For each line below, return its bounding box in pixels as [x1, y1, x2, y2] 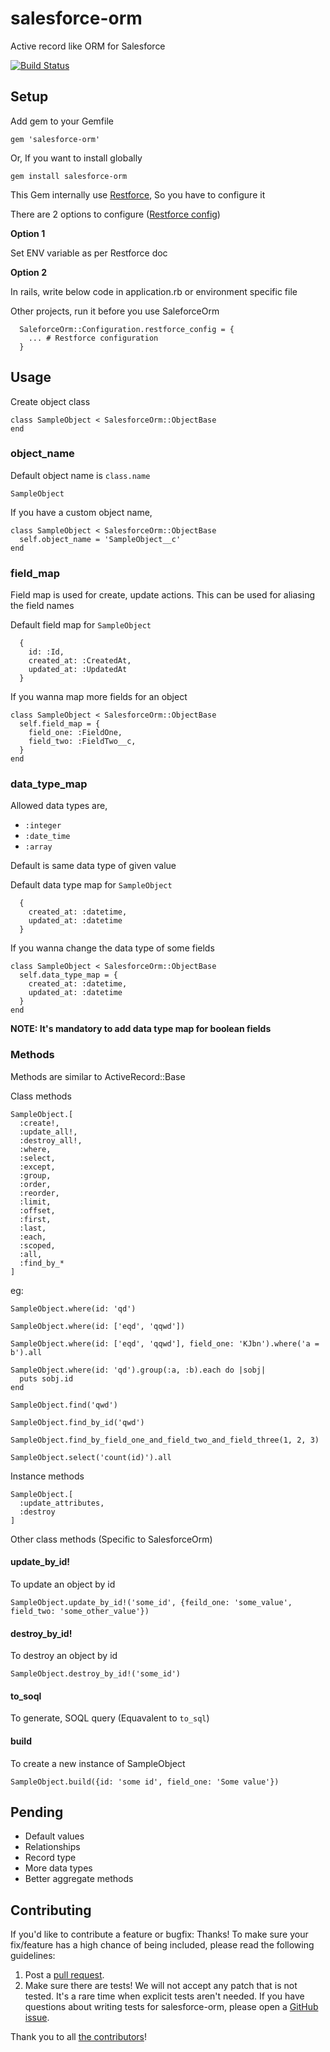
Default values [24, 1830, 85, 1842]
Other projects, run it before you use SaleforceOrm [10, 305, 220, 317]
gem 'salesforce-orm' [10, 134, 101, 144]
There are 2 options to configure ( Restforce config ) [10, 208, 221, 220]
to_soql [10, 1690, 42, 1702]
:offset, [19, 1205, 56, 1216]
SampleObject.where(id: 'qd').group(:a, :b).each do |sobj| [10, 1365, 267, 1375]
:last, [19, 1223, 47, 1233]
